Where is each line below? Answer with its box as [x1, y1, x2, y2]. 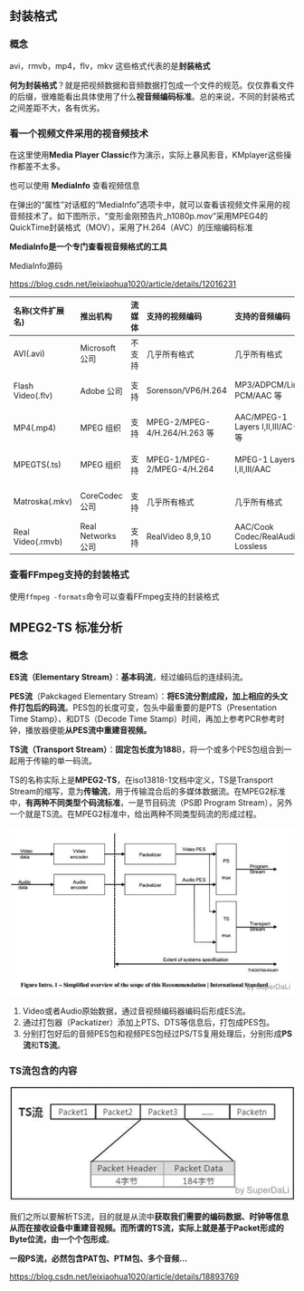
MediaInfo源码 [9, 260, 63, 271]
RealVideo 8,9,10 [146, 531, 212, 542]
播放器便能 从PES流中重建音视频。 [24, 725, 152, 736]
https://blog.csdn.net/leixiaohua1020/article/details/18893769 [9, 1271, 240, 1282]
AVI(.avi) [13, 348, 45, 360]
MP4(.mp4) [13, 422, 57, 433]
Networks [80, 530, 117, 541]
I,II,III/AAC [234, 464, 271, 475]
